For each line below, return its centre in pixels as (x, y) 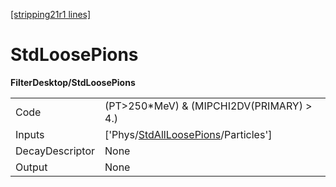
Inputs (30, 134)
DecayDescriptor (55, 151)
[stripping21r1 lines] (51, 14)
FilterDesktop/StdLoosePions (73, 82)
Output (31, 167)
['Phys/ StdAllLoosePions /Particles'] (188, 134)
